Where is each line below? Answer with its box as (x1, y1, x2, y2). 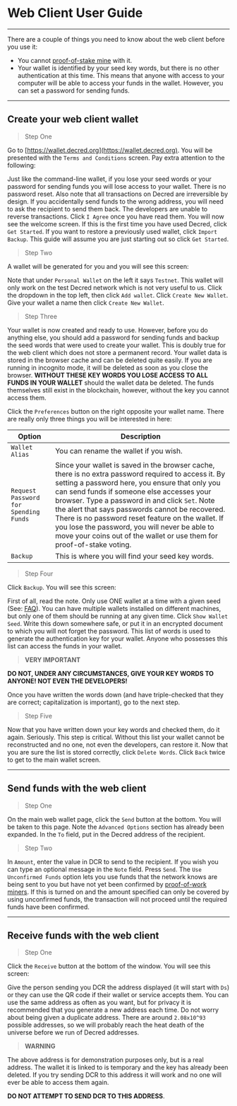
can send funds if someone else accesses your (55, 487, 212, 496)
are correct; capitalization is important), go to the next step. (7, 698, 181, 706)
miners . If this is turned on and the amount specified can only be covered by (7, 887, 229, 896)
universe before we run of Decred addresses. (7, 1028, 140, 1037)
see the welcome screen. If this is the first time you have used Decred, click (7, 219, 227, 228)
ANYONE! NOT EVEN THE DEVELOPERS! (7, 677, 128, 685)
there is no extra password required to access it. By (55, 469, 226, 479)
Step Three (24, 312, 58, 320)
